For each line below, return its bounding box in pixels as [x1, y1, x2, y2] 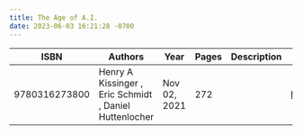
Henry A [98, 65, 134, 77]
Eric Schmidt [98, 87, 153, 100]
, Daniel [98, 99, 130, 112]
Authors [108, 50, 145, 63]
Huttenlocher [98, 110, 155, 122]
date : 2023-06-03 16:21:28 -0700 [9, 22, 135, 31]
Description [230, 50, 282, 63]
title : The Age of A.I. [9, 13, 99, 22]
